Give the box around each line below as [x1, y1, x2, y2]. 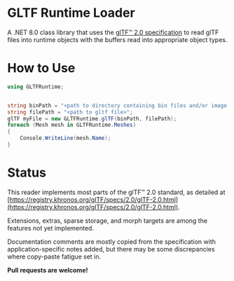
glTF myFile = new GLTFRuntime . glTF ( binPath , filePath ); [7, 115, 177, 122]
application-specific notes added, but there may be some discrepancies [7, 245, 215, 253]
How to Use [7, 60, 76, 76]
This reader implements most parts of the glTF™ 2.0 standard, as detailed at [7, 188, 226, 196]
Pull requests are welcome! [7, 266, 88, 274]
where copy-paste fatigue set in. [7, 252, 102, 261]
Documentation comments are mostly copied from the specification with [7, 237, 216, 246]
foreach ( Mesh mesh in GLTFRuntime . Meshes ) [7, 121, 137, 129]
